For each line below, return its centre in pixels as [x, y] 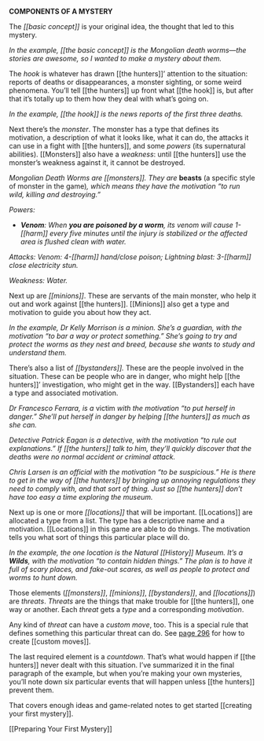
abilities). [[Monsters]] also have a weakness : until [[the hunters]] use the [128, 154]
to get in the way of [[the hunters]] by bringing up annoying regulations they [132, 480]
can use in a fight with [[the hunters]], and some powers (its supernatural [127, 146]
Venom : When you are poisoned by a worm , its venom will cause [127, 225]
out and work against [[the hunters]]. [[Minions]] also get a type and [119, 304]
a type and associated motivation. [64, 393]
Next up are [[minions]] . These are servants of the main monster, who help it [133, 295]
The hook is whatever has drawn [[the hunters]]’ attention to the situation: [128, 73]
